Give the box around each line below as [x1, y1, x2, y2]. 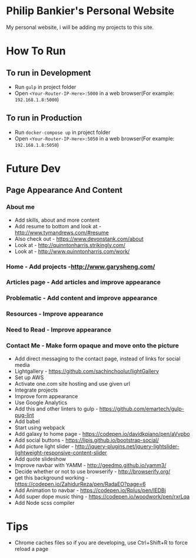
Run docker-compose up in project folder [14, 129, 111, 136]
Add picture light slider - [14, 442, 74, 449]
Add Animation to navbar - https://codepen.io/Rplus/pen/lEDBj [14, 487, 167, 494]
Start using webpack [14, 424, 65, 431]
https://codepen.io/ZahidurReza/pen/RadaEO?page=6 [14, 480, 146, 487]
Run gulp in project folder [14, 83, 77, 90]
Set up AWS [14, 373, 44, 381]
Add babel [14, 418, 40, 425]
